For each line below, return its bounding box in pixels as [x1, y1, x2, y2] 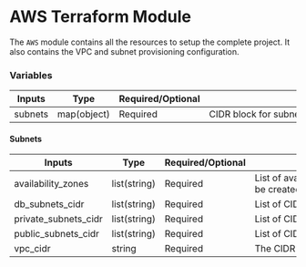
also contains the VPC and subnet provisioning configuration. [9, 46, 240, 56]
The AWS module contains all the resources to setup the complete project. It [9, 36, 290, 47]
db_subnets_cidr [14, 198, 85, 211]
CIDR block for [209, 108, 271, 120]
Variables [9, 68, 53, 81]
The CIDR [254, 242, 296, 255]
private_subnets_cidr [14, 212, 103, 225]
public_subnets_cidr [14, 228, 100, 241]
